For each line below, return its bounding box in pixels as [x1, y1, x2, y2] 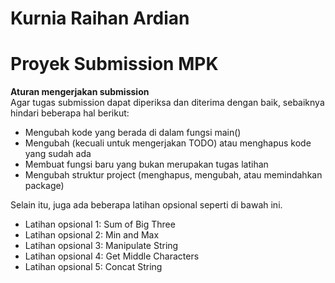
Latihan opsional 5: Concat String [24, 261, 163, 273]
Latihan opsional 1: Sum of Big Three [24, 218, 176, 231]
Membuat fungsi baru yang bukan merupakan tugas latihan [24, 158, 269, 171]
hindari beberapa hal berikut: [10, 107, 130, 119]
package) [24, 180, 65, 192]
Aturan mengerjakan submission [10, 86, 150, 98]
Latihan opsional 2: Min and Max [24, 229, 160, 241]
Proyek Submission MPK [10, 53, 219, 76]
